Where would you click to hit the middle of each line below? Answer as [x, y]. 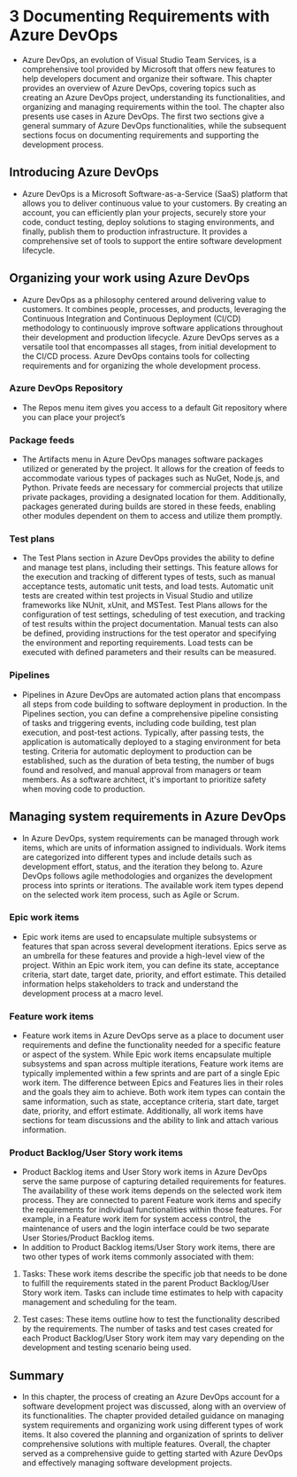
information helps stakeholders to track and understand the [130, 984]
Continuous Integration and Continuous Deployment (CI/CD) [131, 318]
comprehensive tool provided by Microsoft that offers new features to [148, 69]
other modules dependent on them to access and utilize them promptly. [152, 516]
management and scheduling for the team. [99, 1302]
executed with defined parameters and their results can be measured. [149, 653]
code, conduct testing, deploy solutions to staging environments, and [148, 222]
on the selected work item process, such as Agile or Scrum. [131, 895]
